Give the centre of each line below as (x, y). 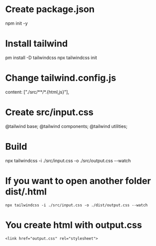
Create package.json (50, 9)
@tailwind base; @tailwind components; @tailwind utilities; (66, 126)
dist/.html (26, 191)
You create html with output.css (74, 225)
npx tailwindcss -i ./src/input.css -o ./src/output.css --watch (68, 160)
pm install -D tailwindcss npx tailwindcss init (51, 57)
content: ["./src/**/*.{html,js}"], (37, 92)
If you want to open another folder (78, 181)
